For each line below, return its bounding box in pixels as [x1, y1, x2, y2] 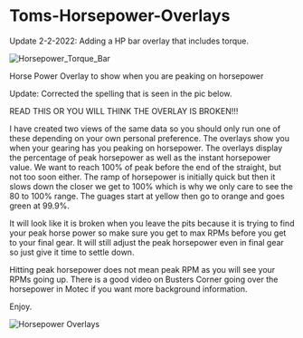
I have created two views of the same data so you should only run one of [9, 123, 281, 134]
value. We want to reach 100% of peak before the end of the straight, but [9, 161, 282, 172]
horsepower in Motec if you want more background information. [9, 283, 248, 295]
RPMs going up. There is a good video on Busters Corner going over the [9, 274, 279, 285]
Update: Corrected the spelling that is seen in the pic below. [9, 88, 232, 99]
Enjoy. [9, 301, 33, 312]
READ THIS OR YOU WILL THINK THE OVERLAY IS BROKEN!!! [9, 105, 239, 116]
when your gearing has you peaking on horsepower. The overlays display [9, 142, 283, 153]
